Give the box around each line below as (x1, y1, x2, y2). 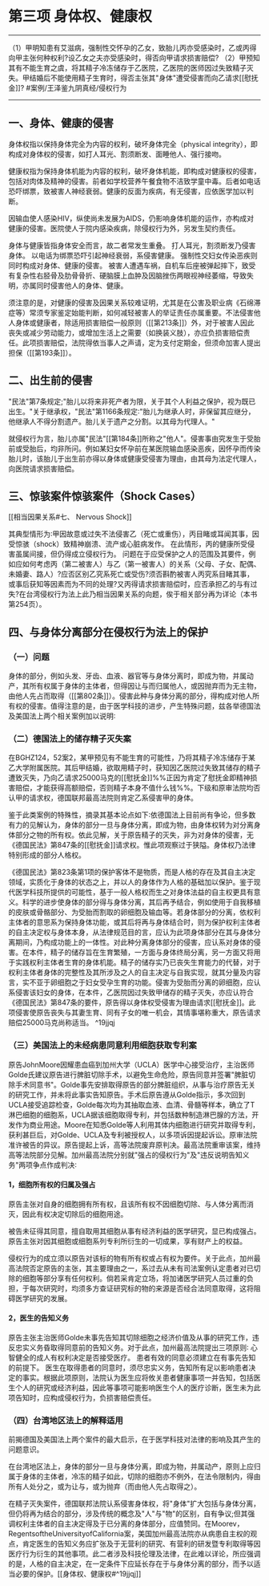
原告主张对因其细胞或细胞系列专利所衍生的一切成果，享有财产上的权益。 (8, 1236, 247, 1246)
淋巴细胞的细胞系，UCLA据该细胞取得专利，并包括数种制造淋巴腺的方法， (8, 1109, 252, 1120)
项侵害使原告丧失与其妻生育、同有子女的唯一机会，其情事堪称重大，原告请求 (8, 1008, 261, 1018)
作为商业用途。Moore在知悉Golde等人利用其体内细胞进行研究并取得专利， (14, 1120, 260, 1129)
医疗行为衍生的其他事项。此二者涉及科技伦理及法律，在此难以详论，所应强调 (8, 1549, 261, 1559)
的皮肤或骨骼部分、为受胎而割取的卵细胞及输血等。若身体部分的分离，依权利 (8, 908, 261, 917)
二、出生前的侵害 (8, 374, 93, 388)
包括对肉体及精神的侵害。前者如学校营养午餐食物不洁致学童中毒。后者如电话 (8, 176, 261, 185)
